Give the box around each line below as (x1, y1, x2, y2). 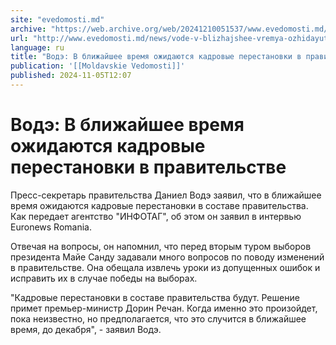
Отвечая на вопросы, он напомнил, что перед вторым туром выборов (10, 240, 312, 252)
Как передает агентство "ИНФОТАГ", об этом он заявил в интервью (10, 210, 302, 222)
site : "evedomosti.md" (10, 14, 105, 25)
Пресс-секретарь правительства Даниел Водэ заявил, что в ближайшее (10, 189, 322, 201)
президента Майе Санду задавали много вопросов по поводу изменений (10, 251, 325, 263)
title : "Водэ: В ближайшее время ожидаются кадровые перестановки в (10, 52, 302, 62)
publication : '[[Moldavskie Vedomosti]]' (10, 61, 186, 71)
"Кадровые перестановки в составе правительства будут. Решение (10, 291, 300, 303)
